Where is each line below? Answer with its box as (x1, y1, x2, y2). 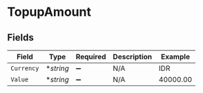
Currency (10, 65, 39, 72)
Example (161, 52, 191, 61)
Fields (7, 32, 35, 43)
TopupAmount (7, 4, 92, 20)
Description (113, 52, 153, 61)
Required (75, 52, 106, 61)
